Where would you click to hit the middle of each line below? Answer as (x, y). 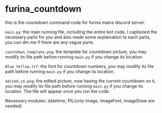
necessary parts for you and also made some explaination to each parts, (78, 37)
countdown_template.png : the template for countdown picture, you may (76, 52)
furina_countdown (43, 9)
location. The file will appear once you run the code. (58, 91)
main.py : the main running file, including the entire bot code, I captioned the (81, 32)
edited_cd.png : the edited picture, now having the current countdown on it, (81, 81)
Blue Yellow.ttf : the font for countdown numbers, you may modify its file (80, 66)
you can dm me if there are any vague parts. (50, 42)
